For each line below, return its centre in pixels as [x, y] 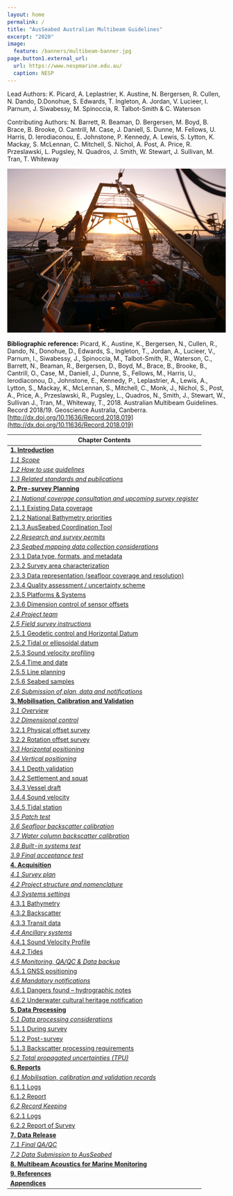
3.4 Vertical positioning [43, 759]
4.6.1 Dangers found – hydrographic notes [71, 990]
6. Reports [26, 1068]
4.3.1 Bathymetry [35, 904]
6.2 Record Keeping [38, 1106]
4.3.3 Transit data [35, 923]
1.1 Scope [25, 460]
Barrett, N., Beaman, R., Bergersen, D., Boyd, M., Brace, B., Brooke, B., [107, 366]
